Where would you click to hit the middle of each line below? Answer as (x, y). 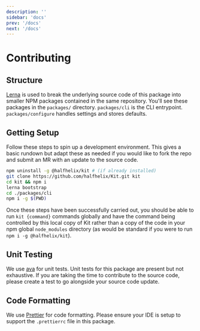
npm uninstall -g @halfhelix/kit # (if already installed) (81, 171)
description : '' (26, 12)
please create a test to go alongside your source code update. (83, 282)
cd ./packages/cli (29, 193)
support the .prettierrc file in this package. (61, 321)
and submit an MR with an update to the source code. (72, 160)
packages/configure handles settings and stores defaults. (77, 114)
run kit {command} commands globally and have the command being (91, 216)
